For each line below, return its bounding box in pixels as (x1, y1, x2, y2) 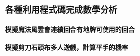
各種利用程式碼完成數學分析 (5, 4, 118, 16)
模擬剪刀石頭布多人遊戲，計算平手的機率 (5, 43, 128, 52)
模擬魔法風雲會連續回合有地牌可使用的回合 (5, 25, 135, 34)
